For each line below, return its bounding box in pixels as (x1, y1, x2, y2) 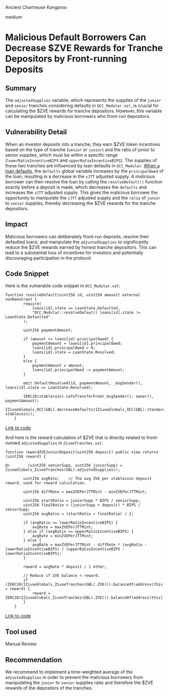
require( (23, 301, 42, 306)
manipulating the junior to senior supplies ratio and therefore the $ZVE (5, 680, 153, 686)
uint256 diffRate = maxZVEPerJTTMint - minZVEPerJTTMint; (23, 489, 147, 494)
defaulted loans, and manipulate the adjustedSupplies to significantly (5, 239, 149, 245)
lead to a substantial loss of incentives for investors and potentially (5, 249, 143, 256)
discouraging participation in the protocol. (5, 255, 92, 261)
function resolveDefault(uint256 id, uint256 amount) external (5, 292, 141, 298)
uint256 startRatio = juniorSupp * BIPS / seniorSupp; (23, 498, 141, 503)
